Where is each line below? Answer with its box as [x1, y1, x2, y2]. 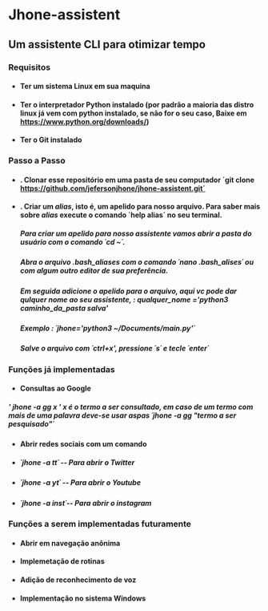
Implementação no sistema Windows [19, 593, 146, 603]
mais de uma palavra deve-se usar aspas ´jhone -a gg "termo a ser [8, 411, 237, 420]
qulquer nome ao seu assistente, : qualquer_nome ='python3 [19, 294, 229, 304]
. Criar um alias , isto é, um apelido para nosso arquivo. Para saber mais [19, 202, 261, 212]
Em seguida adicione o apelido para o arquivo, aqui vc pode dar [19, 286, 238, 296]
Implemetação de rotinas [19, 556, 106, 566]
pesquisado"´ [8, 419, 54, 429]
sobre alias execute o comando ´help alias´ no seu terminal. [19, 210, 222, 220]
